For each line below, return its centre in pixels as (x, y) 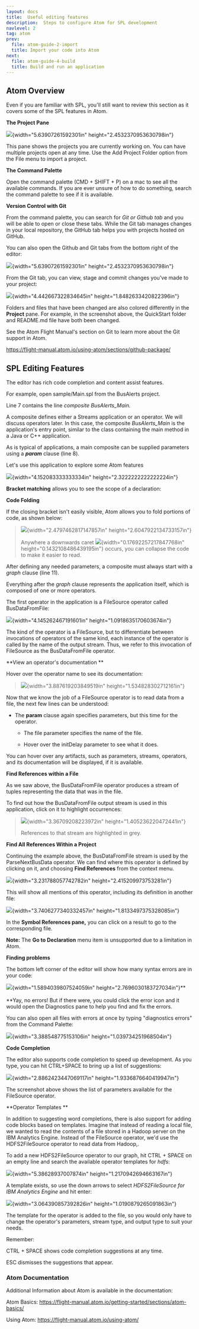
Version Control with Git (36, 206)
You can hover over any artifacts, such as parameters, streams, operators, (97, 756)
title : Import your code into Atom (55, 50)
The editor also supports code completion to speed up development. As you (99, 1060)
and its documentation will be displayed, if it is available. (75, 762)
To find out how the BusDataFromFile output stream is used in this (86, 803)
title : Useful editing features (47, 17)
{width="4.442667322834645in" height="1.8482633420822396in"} (96, 296)
